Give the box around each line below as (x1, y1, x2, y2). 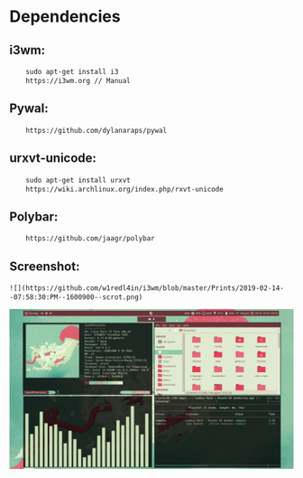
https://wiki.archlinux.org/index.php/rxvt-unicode (25, 184, 224, 193)
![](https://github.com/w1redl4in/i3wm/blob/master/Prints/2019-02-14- (9, 284, 284, 293)
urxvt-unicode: (9, 151, 97, 166)
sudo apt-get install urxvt (25, 175, 131, 184)
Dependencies (9, 6, 121, 27)
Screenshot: (9, 258, 80, 274)
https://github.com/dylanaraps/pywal (25, 126, 168, 135)
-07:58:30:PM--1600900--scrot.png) (9, 293, 143, 302)
